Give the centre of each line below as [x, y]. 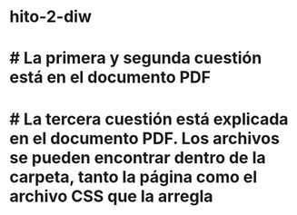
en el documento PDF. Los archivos [144, 138]
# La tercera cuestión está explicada [149, 119]
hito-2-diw [51, 17]
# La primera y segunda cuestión [136, 59]
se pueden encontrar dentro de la [138, 157]
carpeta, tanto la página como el [134, 176]
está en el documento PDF [110, 78]
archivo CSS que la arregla [111, 196]
